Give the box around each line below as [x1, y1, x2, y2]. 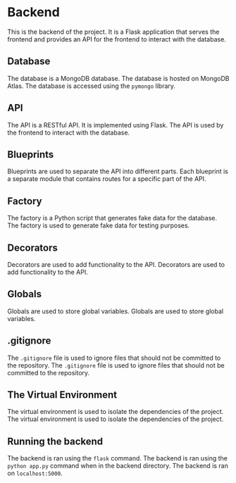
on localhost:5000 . [7, 469, 63, 477]
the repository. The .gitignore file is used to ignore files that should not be [7, 360, 225, 370]
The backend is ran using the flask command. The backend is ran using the [7, 454, 228, 463]
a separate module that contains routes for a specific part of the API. [7, 175, 206, 183]
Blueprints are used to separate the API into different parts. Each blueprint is [7, 167, 229, 176]
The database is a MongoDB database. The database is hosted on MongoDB [7, 74, 230, 82]
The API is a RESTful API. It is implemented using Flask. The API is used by [7, 120, 224, 129]
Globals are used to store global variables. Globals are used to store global [7, 307, 224, 315]
